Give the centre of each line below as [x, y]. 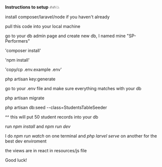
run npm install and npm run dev [38, 126]
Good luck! [16, 160]
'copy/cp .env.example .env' [34, 70]
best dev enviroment [26, 141]
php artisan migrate [25, 98]
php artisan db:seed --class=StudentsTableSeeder [56, 107]
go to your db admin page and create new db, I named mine [65, 36]
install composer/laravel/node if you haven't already [58, 17]
